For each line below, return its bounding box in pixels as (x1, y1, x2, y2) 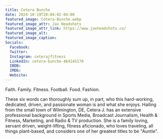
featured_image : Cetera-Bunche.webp (5, 17, 81, 22)
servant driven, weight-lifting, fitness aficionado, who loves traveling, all (5, 122, 153, 128)
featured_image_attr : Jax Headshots (5, 21, 81, 27)
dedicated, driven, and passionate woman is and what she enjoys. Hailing (5, 101, 156, 107)
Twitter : (9, 49, 28, 54)
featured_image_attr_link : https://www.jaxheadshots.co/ (5, 26, 126, 31)
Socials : (5, 40, 23, 45)
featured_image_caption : (5, 36, 57, 41)
